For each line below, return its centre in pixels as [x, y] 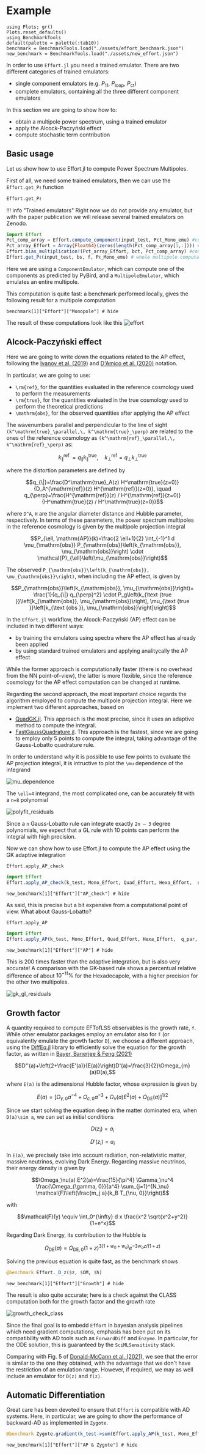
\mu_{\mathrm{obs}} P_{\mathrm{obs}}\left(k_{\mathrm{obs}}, [103, 545]
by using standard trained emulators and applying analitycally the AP [101, 651]
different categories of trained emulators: [58, 72]
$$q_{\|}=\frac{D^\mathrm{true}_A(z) [73, 482]
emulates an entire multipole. [43, 281]
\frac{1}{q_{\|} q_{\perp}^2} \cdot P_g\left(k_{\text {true [103, 595]
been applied [32, 644]
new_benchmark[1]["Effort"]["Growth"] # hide [65, 1283]
